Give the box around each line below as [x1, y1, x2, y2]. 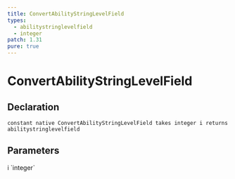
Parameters [7, 145, 60, 157]
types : [7, 17, 27, 24]
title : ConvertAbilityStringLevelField [7, 10, 125, 18]
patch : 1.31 [7, 37, 42, 44]
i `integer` [7, 163, 35, 172]
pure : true [7, 43, 39, 50]
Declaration [7, 101, 60, 113]
